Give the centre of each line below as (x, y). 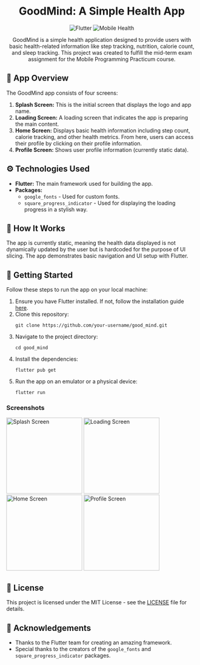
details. (15, 609)
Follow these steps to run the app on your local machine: (77, 290)
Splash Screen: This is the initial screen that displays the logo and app (103, 104)
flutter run (30, 393)
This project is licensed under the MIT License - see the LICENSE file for (96, 602)
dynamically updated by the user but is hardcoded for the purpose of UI (96, 250)
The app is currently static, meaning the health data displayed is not (91, 243)
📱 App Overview (38, 78)
